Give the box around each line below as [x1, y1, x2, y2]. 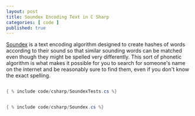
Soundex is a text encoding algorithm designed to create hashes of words [6, 41, 186, 48]
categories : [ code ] [6, 19, 60, 25]
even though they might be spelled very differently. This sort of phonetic [6, 53, 182, 60]
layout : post [6, 8, 38, 15]
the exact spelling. [6, 72, 51, 79]
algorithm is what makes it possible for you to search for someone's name [6, 60, 186, 67]
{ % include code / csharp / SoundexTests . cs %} [6, 88, 117, 94]
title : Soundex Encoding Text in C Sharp [6, 14, 110, 20]
